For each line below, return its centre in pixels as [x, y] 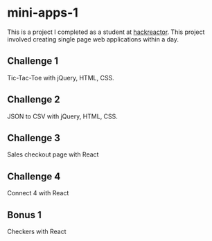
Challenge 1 [33, 61]
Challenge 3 [34, 137]
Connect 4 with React [38, 193]
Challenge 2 [34, 99]
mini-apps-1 [43, 13]
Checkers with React [37, 231]
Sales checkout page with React [53, 154]
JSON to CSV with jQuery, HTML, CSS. [62, 116]
